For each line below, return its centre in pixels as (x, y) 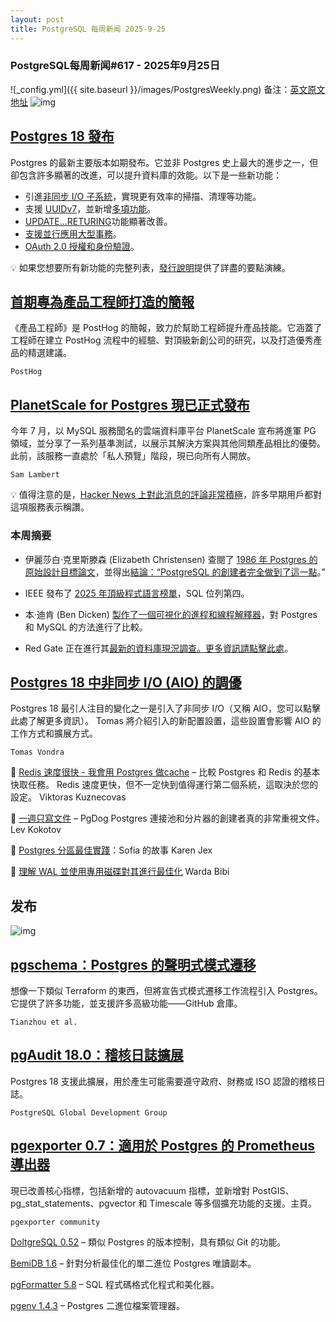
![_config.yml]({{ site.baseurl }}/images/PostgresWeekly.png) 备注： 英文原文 (168, 89)
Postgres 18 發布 (62, 136)
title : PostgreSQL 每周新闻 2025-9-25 (88, 29)
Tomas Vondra (37, 752)
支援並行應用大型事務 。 (73, 233)
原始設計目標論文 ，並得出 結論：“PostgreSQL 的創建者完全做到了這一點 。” (175, 572)
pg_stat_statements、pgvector (73, 1203)
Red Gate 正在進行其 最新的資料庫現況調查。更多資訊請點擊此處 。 (159, 648)
